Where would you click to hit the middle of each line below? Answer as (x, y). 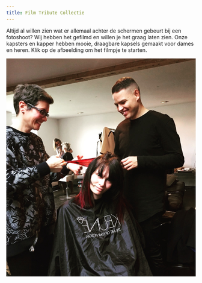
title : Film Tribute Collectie (45, 13)
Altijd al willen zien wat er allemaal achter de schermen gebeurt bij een (94, 31)
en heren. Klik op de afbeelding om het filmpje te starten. (77, 50)
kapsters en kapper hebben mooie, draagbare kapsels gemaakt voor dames (100, 43)
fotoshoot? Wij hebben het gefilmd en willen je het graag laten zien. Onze (97, 37)
